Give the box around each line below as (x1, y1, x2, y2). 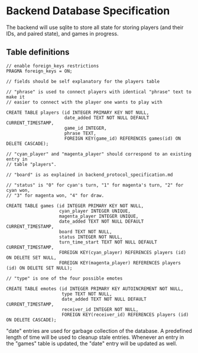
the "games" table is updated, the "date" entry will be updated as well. (6, 339, 177, 347)
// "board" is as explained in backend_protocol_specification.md (6, 172, 173, 178)
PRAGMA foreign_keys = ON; (6, 68, 73, 74)
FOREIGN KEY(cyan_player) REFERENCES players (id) (59, 249, 186, 255)
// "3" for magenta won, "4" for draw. (6, 192, 105, 198)
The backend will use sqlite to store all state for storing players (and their (6, 24, 184, 31)
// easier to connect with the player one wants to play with (6, 99, 163, 105)
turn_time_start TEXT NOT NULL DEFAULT (59, 239, 158, 245)
